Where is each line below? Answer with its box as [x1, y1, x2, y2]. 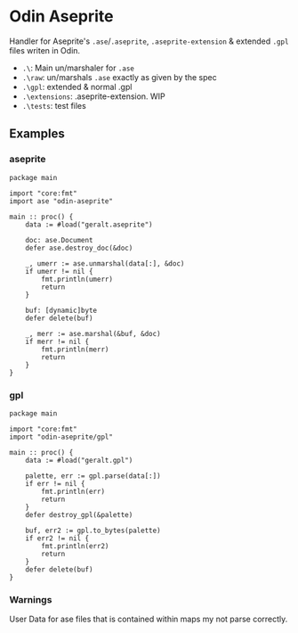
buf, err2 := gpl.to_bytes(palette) [25, 526, 162, 535]
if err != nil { [25, 479, 86, 488]
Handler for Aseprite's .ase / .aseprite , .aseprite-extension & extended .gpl [9, 36, 289, 46]
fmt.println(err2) [41, 541, 109, 550]
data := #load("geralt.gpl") [25, 456, 133, 464]
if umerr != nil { [25, 267, 93, 275]
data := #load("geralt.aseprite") [25, 220, 153, 229]
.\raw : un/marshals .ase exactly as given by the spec [21, 71, 217, 82]
